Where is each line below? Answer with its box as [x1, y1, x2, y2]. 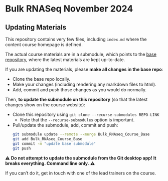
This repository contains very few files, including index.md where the [5, 36, 147, 42]
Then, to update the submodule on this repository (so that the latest [5, 96, 148, 102]
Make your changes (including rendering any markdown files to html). [12, 81, 156, 87]
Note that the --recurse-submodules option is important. [20, 117, 135, 123]
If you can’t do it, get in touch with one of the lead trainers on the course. [5, 170, 156, 176]
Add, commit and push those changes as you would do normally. [12, 87, 147, 93]
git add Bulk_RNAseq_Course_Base [12, 136, 83, 141]
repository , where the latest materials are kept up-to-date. [5, 57, 125, 63]
